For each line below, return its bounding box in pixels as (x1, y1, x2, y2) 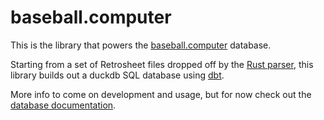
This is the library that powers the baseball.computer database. (10, 39, 272, 51)
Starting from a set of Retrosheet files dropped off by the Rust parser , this (10, 58, 314, 70)
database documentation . (10, 99, 117, 111)
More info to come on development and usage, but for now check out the (10, 88, 312, 100)
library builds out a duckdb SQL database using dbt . (10, 69, 225, 81)
